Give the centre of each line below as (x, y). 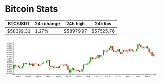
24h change (47, 24)
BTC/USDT (19, 24)
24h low (103, 24)
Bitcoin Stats (31, 9)
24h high (76, 24)
